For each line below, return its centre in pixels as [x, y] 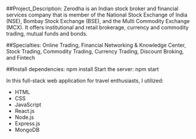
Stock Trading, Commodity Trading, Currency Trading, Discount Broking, [95, 51]
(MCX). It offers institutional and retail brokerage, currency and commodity [97, 27]
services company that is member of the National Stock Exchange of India [97, 15]
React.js [25, 111]
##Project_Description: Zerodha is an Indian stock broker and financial [92, 9]
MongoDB [27, 130]
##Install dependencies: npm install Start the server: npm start [83, 69]
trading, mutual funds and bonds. [47, 34]
